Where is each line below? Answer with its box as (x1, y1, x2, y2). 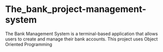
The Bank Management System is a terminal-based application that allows (5, 30, 158, 36)
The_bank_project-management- (5, 3, 146, 15)
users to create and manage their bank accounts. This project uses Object (5, 36, 158, 42)
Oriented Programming (5, 41, 52, 47)
